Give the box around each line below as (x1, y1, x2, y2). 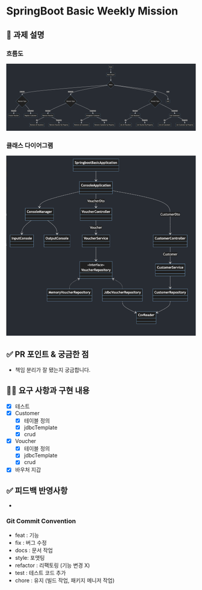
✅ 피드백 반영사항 (6, 485, 68, 495)
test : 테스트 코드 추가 (14, 569, 66, 576)
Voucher (14, 438, 37, 445)
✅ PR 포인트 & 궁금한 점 (6, 349, 89, 359)
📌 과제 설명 (6, 30, 45, 40)
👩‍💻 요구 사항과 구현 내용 (6, 386, 90, 396)
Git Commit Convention (6, 517, 76, 526)
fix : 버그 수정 (14, 539, 47, 546)
